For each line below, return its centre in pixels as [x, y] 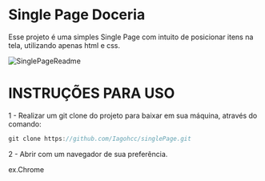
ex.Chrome [26, 169]
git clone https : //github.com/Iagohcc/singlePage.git [100, 139]
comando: [25, 124]
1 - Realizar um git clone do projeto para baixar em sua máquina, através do [133, 115]
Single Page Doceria [77, 15]
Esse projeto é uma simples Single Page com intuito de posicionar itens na [131, 37]
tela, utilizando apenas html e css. [64, 45]
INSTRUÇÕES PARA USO [92, 93]
